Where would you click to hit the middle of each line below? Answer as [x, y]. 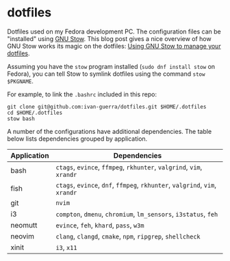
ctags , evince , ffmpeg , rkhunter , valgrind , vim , [129, 167]
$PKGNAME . [21, 81]
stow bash [21, 119]
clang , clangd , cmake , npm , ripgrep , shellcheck [128, 236]
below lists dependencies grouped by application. [77, 139]
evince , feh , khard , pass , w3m [100, 225]
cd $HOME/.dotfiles [35, 113]
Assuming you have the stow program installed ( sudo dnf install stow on [111, 66]
